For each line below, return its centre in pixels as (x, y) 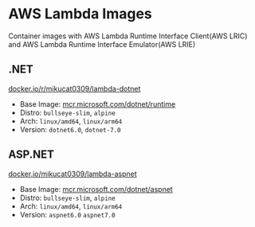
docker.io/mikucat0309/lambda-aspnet (73, 174)
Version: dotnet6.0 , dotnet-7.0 (70, 129)
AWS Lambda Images (80, 14)
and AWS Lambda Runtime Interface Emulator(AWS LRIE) (102, 44)
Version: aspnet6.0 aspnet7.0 (67, 214)
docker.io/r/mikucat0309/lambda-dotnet (75, 88)
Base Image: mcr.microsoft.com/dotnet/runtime (98, 104)
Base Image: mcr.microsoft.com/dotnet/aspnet (96, 189)
